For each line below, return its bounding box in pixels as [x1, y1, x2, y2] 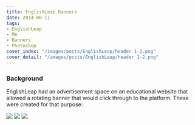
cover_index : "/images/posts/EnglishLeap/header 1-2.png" [6, 49, 156, 55]
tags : [6, 20, 20, 26]
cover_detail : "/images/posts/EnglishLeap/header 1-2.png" [6, 54, 159, 60]
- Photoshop [6, 43, 36, 49]
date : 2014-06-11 [6, 15, 50, 21]
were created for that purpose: [6, 101, 83, 108]
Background [6, 74, 44, 83]
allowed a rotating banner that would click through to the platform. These [6, 94, 190, 101]
